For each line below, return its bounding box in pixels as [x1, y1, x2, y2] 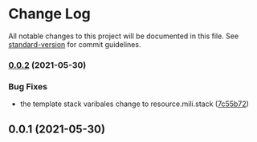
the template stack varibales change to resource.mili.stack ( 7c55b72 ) [19, 99, 249, 108]
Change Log [8, 5, 91, 23]
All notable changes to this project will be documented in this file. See [8, 31, 239, 41]
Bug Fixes [8, 81, 48, 92]
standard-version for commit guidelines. [8, 39, 141, 49]
